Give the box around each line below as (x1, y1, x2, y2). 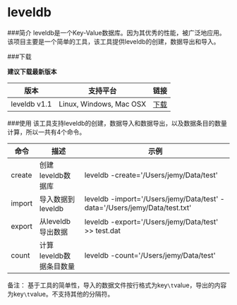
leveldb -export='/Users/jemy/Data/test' (84, 217, 219, 227)
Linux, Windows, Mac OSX (59, 99, 147, 109)
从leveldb (39, 216, 71, 226)
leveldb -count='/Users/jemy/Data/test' (84, 250, 217, 260)
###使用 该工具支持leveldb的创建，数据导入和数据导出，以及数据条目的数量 (7, 119, 228, 127)
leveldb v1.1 (11, 99, 52, 109)
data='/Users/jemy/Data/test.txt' (84, 203, 192, 213)
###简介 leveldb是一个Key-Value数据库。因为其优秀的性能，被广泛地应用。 (7, 28, 226, 37)
